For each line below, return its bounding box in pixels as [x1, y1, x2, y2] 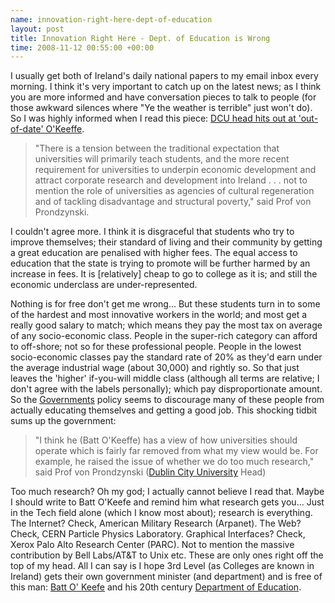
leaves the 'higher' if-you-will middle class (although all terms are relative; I [10, 372, 320, 385]
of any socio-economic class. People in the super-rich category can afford [10, 330, 318, 342]
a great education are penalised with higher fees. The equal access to [10, 247, 298, 259]
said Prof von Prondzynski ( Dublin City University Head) [34, 466, 267, 478]
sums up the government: [10, 415, 117, 427]
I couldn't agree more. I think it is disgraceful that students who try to [10, 226, 295, 238]
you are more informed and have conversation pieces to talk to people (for [10, 91, 317, 103]
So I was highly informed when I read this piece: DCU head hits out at [10, 112, 297, 125]
